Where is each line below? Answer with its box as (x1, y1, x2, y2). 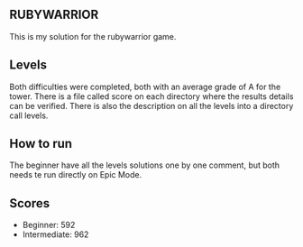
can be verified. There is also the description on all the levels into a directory (9, 100, 294, 111)
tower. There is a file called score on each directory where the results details (9, 90, 294, 102)
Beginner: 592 (22, 220, 76, 231)
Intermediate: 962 (22, 229, 89, 240)
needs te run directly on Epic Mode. (9, 169, 142, 180)
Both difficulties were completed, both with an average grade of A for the (9, 81, 281, 92)
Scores (9, 196, 50, 211)
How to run (9, 136, 73, 151)
